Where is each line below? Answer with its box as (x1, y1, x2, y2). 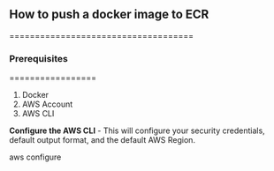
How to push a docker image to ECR (9, 7, 209, 22)
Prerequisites (9, 52, 68, 64)
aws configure (9, 152, 62, 162)
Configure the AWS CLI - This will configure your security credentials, (9, 125, 265, 136)
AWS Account (21, 99, 73, 109)
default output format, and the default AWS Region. (9, 135, 196, 145)
